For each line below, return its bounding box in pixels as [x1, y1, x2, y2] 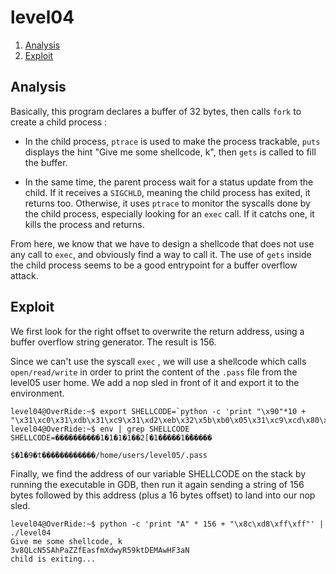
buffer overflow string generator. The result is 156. [10, 336, 217, 348]
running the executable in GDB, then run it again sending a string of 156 [10, 478, 305, 490]
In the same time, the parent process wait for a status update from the [24, 176, 314, 188]
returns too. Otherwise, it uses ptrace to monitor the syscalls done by [24, 197, 311, 209]
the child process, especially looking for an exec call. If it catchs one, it [24, 207, 315, 220]
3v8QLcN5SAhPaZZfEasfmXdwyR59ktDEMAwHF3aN [10, 545, 190, 555]
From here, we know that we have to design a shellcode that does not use [10, 237, 315, 250]
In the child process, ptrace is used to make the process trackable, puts [24, 135, 321, 147]
